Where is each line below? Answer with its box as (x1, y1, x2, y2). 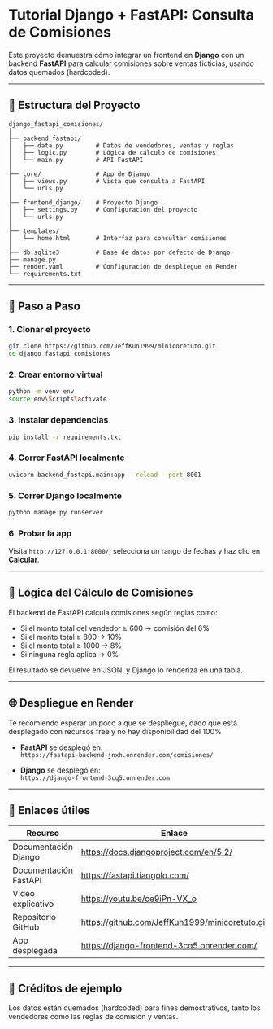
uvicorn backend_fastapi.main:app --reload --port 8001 (8, 471, 201, 479)
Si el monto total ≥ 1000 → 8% (19, 641, 123, 650)
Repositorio (12, 912, 57, 923)
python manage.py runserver (8, 508, 104, 516)
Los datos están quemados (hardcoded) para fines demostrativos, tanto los (8, 1003, 262, 1013)
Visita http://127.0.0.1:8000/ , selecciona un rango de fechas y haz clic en (8, 546, 261, 556)
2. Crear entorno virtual (8, 369, 103, 380)
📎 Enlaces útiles (8, 803, 91, 817)
